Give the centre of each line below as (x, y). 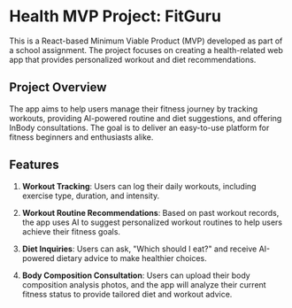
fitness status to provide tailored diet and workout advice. (127, 294)
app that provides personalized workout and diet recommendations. (133, 59)
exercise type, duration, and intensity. (91, 196)
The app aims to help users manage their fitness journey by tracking (134, 109)
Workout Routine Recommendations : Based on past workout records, (150, 212)
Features (34, 165)
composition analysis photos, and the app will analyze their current (144, 284)
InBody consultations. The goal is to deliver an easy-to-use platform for (139, 127)
